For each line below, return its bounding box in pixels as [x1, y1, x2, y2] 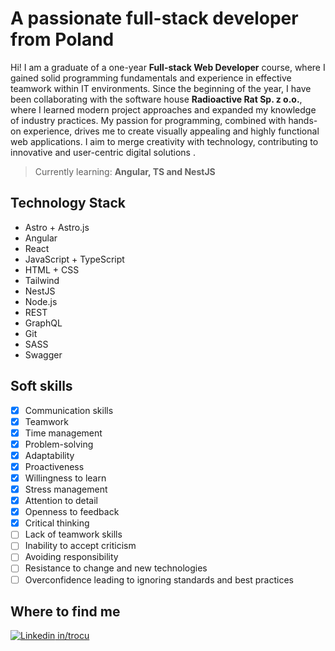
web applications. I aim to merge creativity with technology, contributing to [10, 135, 319, 147]
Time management [24, 427, 103, 439]
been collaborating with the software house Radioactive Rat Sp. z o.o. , [10, 93, 303, 105]
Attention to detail [24, 495, 98, 507]
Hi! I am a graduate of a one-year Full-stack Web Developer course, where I [10, 61, 326, 73]
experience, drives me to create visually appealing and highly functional [23, 125, 320, 137]
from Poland [10, 28, 115, 51]
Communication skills [24, 404, 114, 416]
